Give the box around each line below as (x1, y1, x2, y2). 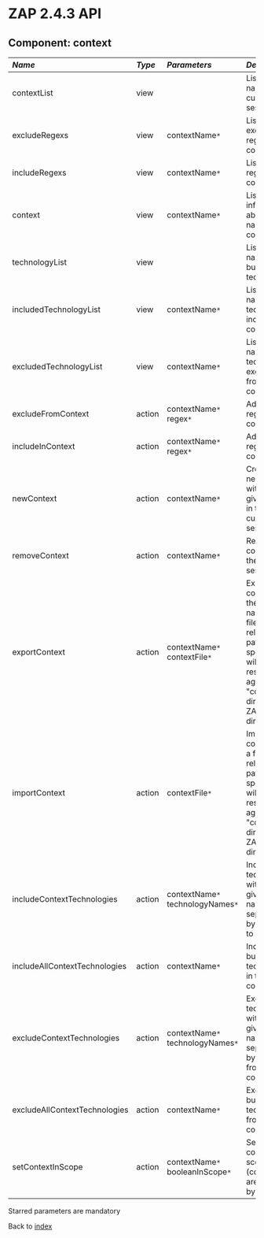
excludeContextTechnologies (12, 1032, 120, 1043)
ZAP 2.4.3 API (8, 5, 102, 23)
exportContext (12, 647, 65, 658)
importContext (12, 788, 65, 798)
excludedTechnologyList (12, 361, 103, 372)
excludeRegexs (12, 130, 69, 140)
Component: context (8, 36, 112, 50)
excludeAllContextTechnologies (12, 1104, 129, 1115)
